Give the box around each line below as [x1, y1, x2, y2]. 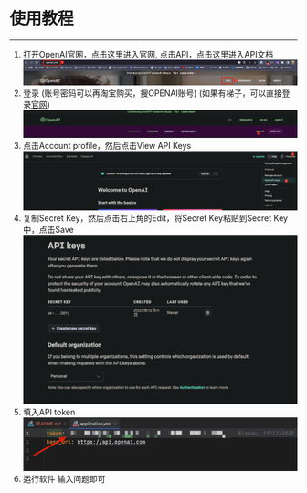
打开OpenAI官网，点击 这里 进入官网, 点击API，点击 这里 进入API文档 [22, 48, 274, 59]
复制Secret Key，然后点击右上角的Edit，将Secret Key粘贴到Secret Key [22, 212, 289, 224]
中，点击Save [22, 224, 75, 235]
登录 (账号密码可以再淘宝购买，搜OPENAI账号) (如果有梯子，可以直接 [22, 88, 283, 99]
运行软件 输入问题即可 [22, 473, 106, 484]
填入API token [22, 406, 76, 417]
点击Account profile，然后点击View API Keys [22, 141, 192, 152]
